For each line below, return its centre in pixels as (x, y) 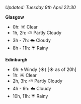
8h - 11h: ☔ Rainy (30, 48)
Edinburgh (16, 60)
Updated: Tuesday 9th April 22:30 (41, 7)
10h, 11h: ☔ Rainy (30, 96)
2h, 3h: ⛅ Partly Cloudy (37, 81)
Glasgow (15, 17)
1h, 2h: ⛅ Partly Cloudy (37, 33)
